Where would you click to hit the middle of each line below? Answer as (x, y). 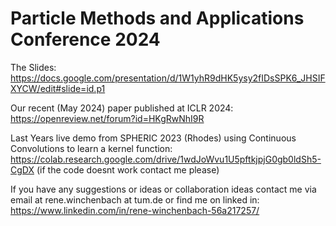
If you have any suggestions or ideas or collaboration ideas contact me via (163, 189)
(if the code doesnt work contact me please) (128, 169)
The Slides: (33, 67)
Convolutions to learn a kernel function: (91, 148)
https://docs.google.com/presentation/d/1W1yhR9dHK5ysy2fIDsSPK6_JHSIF (168, 78)
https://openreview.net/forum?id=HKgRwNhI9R (107, 118)
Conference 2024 (85, 39)
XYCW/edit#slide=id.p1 (58, 88)
